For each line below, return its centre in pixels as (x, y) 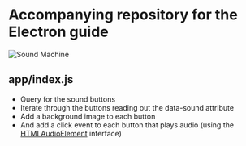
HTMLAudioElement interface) (71, 133)
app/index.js (41, 79)
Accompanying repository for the (123, 15)
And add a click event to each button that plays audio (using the (127, 125)
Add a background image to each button (88, 116)
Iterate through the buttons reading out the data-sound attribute (127, 107)
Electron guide (58, 32)
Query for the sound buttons (68, 99)
